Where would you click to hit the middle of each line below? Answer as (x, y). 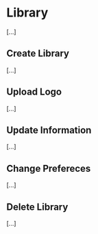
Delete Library (37, 207)
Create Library (38, 53)
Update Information (49, 130)
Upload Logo (34, 92)
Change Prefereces (49, 168)
